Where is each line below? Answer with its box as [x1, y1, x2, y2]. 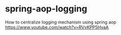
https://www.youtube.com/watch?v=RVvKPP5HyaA [5, 24, 109, 30]
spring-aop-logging [5, 3, 87, 14]
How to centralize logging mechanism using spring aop [5, 19, 117, 25]
